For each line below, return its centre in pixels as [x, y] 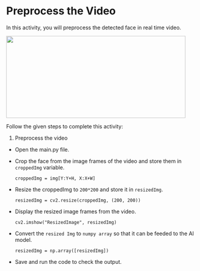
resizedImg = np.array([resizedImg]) [62, 251]
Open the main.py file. [42, 149]
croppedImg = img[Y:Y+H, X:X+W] [55, 178]
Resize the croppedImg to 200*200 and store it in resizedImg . [89, 189]
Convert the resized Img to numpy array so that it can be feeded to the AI [104, 233]
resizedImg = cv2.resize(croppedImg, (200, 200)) [78, 200]
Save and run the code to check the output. [68, 261]
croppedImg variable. [39, 167]
